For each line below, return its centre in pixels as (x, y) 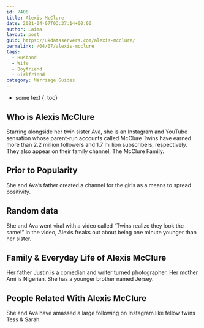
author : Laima (25, 29)
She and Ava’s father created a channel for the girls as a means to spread (99, 185)
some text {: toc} (36, 98)
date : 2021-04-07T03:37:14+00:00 (49, 23)
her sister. (19, 239)
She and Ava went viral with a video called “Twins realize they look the (95, 225)
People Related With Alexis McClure (77, 298)
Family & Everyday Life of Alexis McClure (86, 258)
